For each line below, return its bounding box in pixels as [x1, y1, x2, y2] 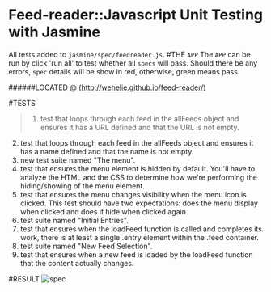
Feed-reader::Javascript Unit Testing [8, 6, 264, 24]
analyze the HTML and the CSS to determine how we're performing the [19, 172, 257, 182]
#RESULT [8, 273, 40, 284]
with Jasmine [8, 23, 101, 41]
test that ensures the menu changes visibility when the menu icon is [19, 189, 247, 199]
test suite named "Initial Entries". [19, 215, 129, 225]
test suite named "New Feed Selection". [19, 241, 153, 251]
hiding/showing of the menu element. [19, 180, 146, 191]
